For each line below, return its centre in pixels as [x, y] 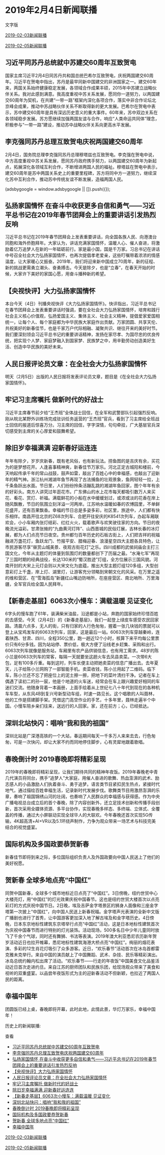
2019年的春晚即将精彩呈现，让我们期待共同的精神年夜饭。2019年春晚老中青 [82, 772]
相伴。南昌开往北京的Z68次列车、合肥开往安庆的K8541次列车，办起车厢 [82, 516]
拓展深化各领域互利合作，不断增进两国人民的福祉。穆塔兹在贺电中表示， [87, 167]
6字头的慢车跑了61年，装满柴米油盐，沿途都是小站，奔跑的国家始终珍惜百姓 [82, 614]
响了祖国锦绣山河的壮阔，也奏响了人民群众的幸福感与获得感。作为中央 [89, 796]
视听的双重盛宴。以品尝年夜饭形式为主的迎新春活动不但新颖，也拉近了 [76, 973]
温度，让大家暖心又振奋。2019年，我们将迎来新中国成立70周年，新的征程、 [82, 262]
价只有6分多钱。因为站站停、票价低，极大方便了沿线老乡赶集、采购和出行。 [82, 644]
